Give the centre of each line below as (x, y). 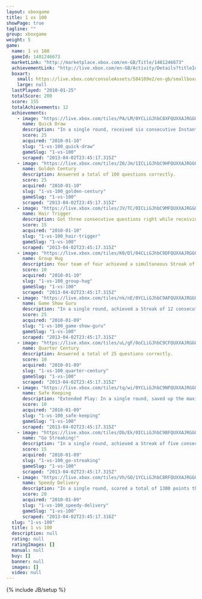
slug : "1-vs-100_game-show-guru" (64, 326)
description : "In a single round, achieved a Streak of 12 (97, 309)
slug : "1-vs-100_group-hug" (57, 281)
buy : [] (21, 556)
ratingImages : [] (33, 545)
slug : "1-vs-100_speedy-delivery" (66, 505)
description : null (35, 534)
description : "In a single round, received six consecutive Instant (110, 130)
